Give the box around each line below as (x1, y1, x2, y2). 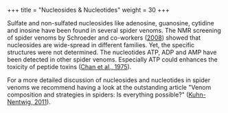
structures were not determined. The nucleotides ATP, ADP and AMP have (7, 48, 218, 56)
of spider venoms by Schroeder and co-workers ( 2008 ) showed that (7, 34, 201, 42)
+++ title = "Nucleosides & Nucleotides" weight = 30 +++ (7, 6, 170, 14)
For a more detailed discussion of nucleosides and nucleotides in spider (7, 76, 211, 84)
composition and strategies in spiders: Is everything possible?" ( (7, 90, 189, 99)
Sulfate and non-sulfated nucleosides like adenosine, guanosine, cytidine (7, 19, 214, 27)
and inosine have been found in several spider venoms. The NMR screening (7, 27, 222, 34)
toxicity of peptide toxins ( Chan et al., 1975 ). (7, 63, 132, 71)
